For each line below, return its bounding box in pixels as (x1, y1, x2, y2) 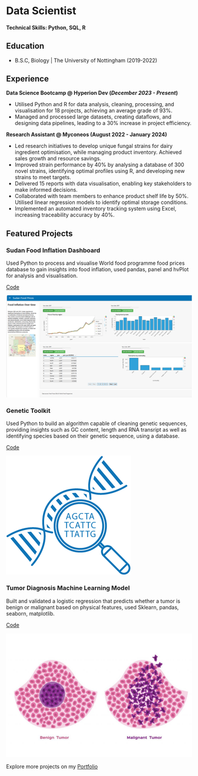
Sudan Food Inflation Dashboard (6, 246, 101, 254)
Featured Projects (6, 228, 73, 238)
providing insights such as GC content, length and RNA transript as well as (6, 426, 187, 433)
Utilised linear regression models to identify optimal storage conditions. (14, 199, 188, 206)
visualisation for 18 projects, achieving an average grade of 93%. (14, 107, 173, 114)
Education (6, 41, 45, 51)
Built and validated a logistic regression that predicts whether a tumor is (6, 597, 181, 604)
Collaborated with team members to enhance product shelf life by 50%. (14, 193, 189, 200)
